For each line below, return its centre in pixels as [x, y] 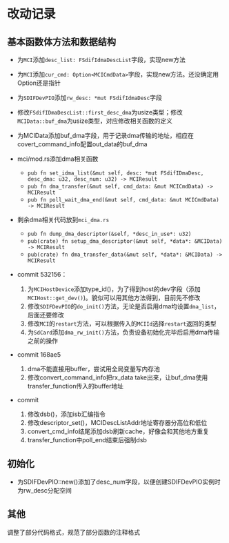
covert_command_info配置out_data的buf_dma [82, 144]
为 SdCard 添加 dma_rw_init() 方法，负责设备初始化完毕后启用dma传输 [123, 332]
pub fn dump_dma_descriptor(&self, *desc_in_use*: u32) [109, 234]
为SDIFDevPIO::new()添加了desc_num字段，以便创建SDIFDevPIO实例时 [119, 482]
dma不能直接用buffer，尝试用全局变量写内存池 [93, 369]
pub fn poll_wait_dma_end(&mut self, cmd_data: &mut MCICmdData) [123, 200]
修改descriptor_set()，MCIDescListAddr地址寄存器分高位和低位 [117, 423]
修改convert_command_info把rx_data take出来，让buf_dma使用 [118, 377]
